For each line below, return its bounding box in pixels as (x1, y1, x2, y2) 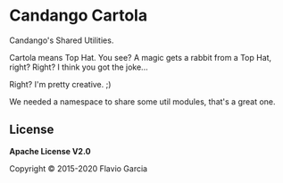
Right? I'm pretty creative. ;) (9, 79, 112, 89)
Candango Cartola (9, 5, 148, 26)
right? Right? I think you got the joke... (9, 62, 149, 72)
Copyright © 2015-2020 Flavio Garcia (9, 162, 148, 174)
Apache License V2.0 (9, 146, 91, 156)
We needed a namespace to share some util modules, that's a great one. (9, 96, 276, 107)
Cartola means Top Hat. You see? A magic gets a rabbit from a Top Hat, (9, 52, 272, 62)
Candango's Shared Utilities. (9, 35, 114, 46)
